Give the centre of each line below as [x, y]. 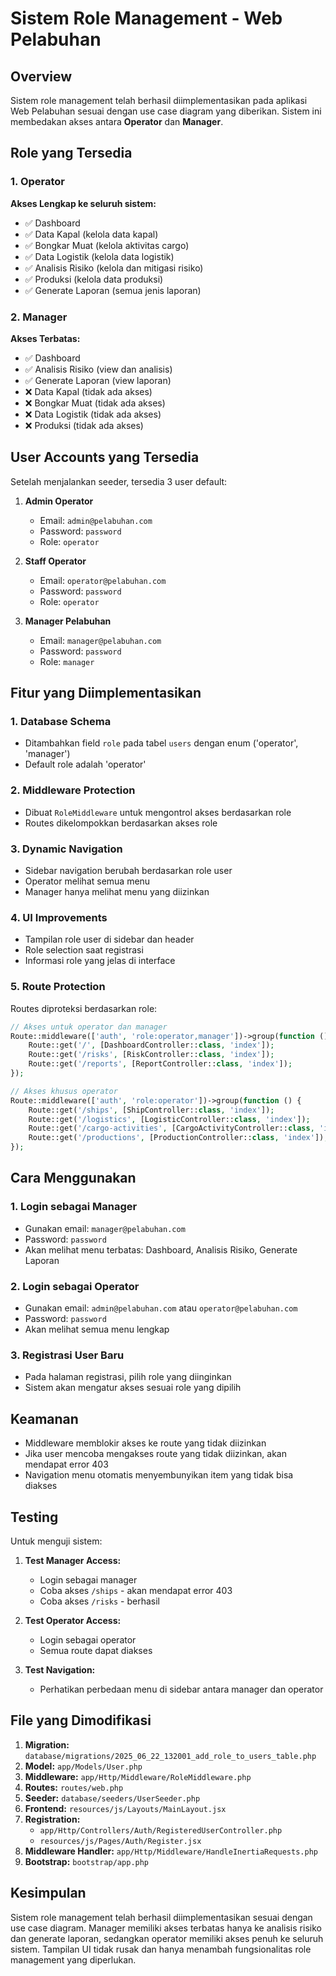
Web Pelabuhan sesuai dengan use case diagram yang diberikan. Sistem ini [166, 111]
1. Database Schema [61, 722]
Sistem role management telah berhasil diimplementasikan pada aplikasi [159, 100]
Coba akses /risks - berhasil [99, 1601]
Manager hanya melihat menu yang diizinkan [117, 892]
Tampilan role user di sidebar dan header [109, 939]
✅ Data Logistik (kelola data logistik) [99, 256]
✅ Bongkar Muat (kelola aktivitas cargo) [107, 245]
